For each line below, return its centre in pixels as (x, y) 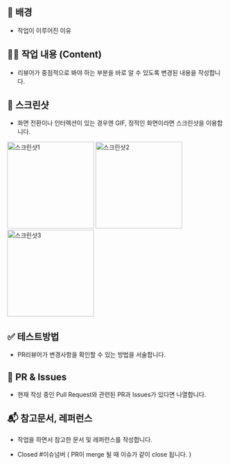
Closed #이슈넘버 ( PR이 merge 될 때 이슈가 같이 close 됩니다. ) (104, 454)
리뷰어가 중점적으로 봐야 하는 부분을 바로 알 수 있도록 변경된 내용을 (107, 72)
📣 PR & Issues (37, 377)
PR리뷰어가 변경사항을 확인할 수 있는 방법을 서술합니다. (91, 355)
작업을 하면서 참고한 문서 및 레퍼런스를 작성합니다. (85, 439)
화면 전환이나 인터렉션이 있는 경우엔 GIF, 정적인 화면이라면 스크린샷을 (110, 123)
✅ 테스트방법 (33, 336)
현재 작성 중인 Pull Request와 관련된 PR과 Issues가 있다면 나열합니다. (112, 395)
